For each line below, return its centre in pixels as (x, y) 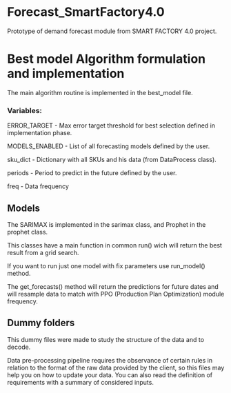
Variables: (25, 110)
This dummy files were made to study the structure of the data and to (106, 339)
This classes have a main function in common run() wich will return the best (115, 245)
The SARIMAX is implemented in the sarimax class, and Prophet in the (107, 224)
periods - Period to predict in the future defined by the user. (92, 173)
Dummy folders (41, 323)
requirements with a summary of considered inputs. (80, 382)
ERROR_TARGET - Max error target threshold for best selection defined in (111, 125)
